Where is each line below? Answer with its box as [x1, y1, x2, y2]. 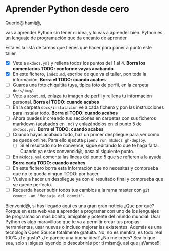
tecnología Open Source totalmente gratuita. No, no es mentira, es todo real [5, 229, 163, 235]
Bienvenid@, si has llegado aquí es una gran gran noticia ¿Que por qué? [5, 203, 155, 209]
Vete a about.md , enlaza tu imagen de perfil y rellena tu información [12, 93, 152, 99]
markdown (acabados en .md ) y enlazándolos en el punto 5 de [12, 121, 142, 127]
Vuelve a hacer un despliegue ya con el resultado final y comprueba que [12, 176, 164, 182]
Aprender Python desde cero [5, 3, 130, 15]
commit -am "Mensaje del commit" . [12, 192, 84, 198]
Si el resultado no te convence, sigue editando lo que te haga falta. [20, 142, 159, 149]
